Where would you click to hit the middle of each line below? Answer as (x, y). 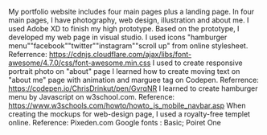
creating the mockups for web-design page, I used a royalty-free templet (129, 114)
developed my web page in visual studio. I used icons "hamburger (118, 37)
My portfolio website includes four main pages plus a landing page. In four (131, 12)
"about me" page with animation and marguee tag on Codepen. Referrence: (133, 80)
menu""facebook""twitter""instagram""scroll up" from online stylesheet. (128, 46)
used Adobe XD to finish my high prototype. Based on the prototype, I (124, 29)
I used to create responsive (197, 63)
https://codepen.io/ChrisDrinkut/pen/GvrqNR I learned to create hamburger (133, 88)
